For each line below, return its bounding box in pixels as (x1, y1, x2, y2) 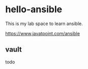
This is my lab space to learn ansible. (5, 20, 83, 27)
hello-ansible (5, 4, 63, 15)
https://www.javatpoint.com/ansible (5, 30, 80, 36)
